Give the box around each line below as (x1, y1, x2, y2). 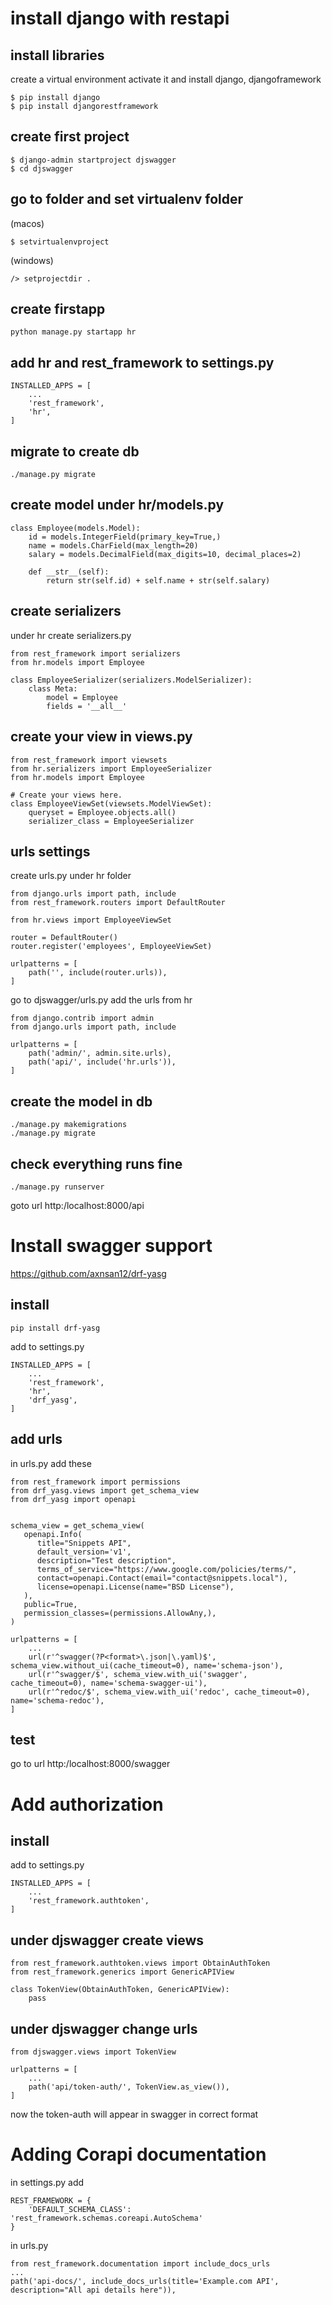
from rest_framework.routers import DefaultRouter (10, 898, 226, 908)
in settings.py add (10, 2176, 85, 2188)
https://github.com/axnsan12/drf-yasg (10, 1267, 167, 1279)
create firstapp (10, 301, 106, 318)
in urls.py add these (10, 1457, 92, 1469)
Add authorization (10, 1793, 164, 1816)
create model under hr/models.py (10, 497, 225, 514)
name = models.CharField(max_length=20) (28, 540, 199, 551)
